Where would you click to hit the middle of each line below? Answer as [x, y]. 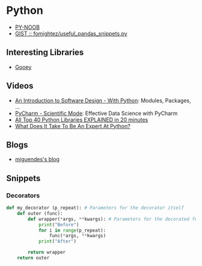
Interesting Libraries [45, 53]
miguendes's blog [37, 159]
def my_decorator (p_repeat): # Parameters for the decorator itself [95, 208]
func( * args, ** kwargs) [78, 236]
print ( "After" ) [57, 241]
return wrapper [47, 252]
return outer [33, 258]
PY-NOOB [27, 27]
